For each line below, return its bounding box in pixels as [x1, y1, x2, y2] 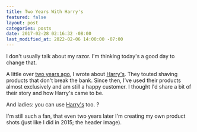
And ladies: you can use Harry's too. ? [6, 101, 100, 108]
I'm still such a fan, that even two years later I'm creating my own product [6, 112, 186, 120]
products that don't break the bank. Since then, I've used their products [6, 77, 181, 84]
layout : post [6, 20, 39, 26]
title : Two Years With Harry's [6, 8, 84, 15]
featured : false [6, 14, 46, 20]
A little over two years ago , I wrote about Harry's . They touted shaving [6, 71, 178, 77]
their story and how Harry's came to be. [6, 90, 104, 96]
